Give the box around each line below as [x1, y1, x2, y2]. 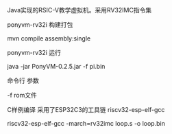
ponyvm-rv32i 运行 [7, 49, 62, 56]
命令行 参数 [7, 76, 39, 85]
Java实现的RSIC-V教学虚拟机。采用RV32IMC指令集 [7, 6, 152, 14]
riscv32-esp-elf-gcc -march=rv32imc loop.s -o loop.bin [7, 120, 166, 127]
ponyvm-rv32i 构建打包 [7, 21, 73, 29]
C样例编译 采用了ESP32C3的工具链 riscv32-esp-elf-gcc [7, 106, 165, 113]
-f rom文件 [7, 91, 38, 99]
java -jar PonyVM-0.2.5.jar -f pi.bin [7, 63, 106, 70]
